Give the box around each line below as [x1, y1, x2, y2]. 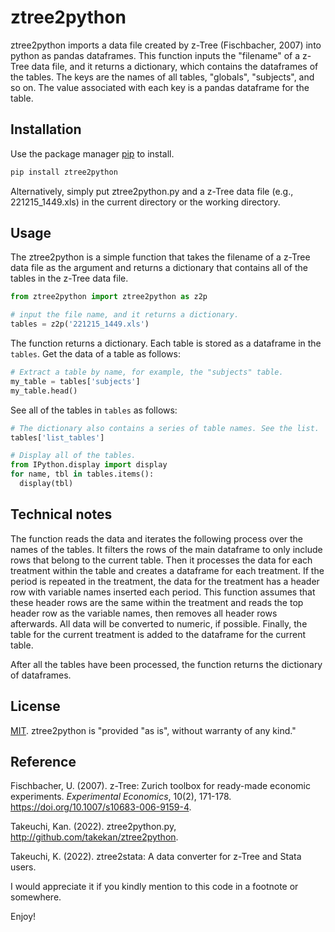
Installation [10, 121, 82, 138]
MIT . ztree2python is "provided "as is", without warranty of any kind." [10, 724, 297, 736]
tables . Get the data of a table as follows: [10, 348, 181, 360]
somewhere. [10, 891, 62, 903]
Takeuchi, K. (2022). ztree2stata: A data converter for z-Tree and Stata [10, 851, 302, 863]
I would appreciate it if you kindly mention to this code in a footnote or [10, 881, 299, 893]
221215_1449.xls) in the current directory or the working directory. [10, 196, 281, 208]
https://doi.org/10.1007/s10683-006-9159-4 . [10, 801, 192, 813]
